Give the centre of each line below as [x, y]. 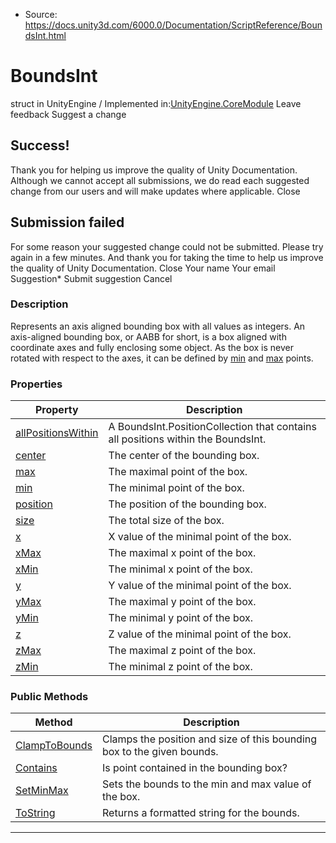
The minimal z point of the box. [180, 667]
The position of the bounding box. [187, 504]
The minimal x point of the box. [180, 569]
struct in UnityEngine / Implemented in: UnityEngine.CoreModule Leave [156, 103]
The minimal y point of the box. [181, 618]
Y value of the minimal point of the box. [200, 586]
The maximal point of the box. [178, 472]
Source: [41, 14]
